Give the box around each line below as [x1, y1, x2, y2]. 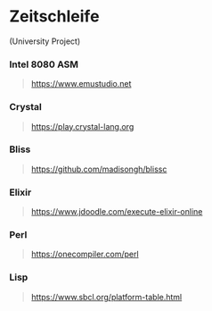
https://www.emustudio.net [30, 79, 132, 89]
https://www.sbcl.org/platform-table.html [30, 291, 183, 302]
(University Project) [9, 36, 81, 46]
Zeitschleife [9, 6, 100, 27]
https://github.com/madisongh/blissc [30, 164, 167, 174]
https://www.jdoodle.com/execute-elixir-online [30, 206, 203, 217]
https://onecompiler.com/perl [30, 248, 140, 260]
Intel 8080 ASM [9, 58, 78, 71]
